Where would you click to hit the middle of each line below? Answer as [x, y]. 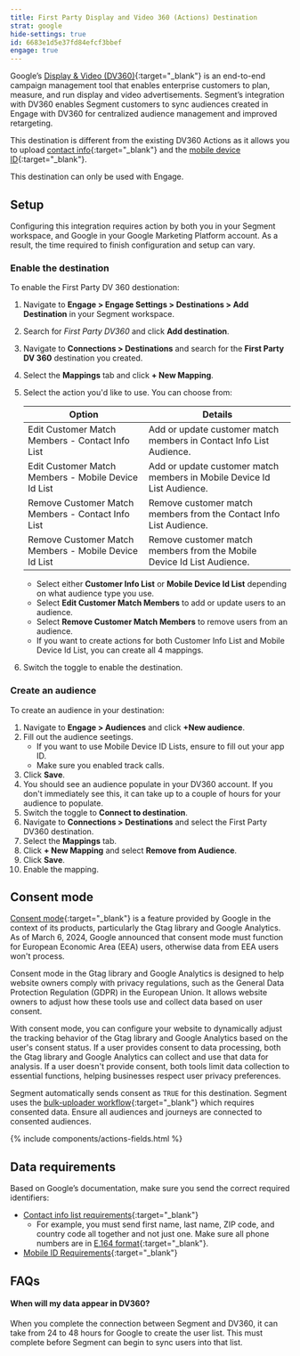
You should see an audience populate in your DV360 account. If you [148, 784]
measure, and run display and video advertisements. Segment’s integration [147, 95]
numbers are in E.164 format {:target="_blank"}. [122, 1244]
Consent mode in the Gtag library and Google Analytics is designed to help [147, 974]
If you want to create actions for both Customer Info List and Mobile [161, 641]
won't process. [37, 956]
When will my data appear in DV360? [80, 1303]
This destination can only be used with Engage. [97, 177]
